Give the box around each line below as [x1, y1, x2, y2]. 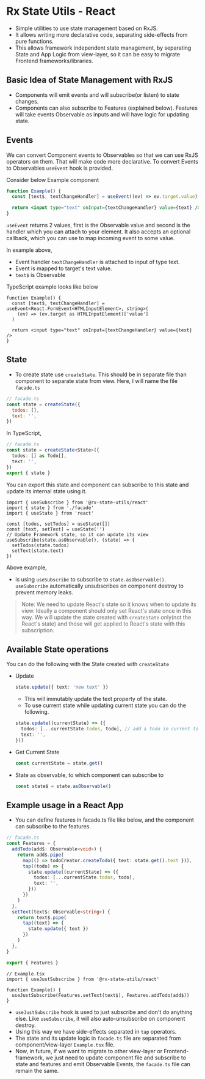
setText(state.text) [12, 547, 64, 554]
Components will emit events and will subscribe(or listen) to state [15, 91, 180, 99]
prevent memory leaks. [15, 588, 73, 596]
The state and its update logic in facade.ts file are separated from [15, 1034, 181, 1042]
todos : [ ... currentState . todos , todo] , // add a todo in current [21, 726, 191, 732]
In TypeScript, [6, 430, 41, 437]
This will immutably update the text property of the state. [24, 695, 168, 703]
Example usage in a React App [6, 800, 124, 810]
